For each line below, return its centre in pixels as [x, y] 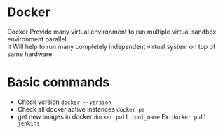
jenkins [28, 123]
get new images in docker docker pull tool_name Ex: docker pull [112, 116]
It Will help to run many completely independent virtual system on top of [111, 46]
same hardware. [31, 54]
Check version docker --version [65, 102]
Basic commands [59, 82]
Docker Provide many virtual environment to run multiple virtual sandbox [112, 32]
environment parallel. [38, 39]
